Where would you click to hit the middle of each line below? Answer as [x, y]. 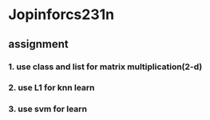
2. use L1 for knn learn [52, 87]
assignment [39, 44]
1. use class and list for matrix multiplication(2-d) [105, 67]
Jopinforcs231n [61, 15]
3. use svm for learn [48, 109]
